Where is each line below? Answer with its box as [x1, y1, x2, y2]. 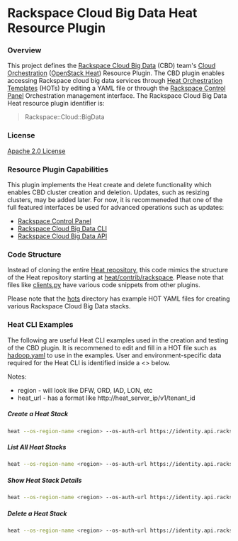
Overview [7, 45, 42, 55]
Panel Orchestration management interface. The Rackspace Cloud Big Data [7, 91, 227, 100]
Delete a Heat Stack [7, 509, 67, 518]
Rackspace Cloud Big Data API [17, 232, 108, 240]
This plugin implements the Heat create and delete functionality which [7, 181, 212, 189]
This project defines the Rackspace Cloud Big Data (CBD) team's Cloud [7, 62, 216, 70]
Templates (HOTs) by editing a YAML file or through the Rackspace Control [7, 84, 226, 93]
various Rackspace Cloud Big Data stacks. [7, 302, 131, 311]
